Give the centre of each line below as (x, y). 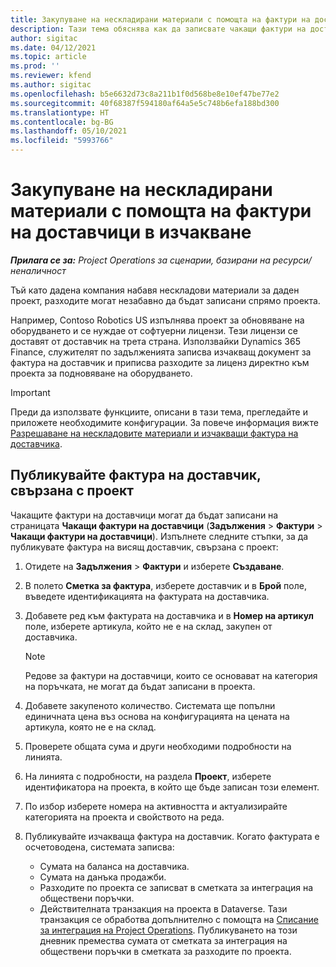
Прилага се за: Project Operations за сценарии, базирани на (140, 260)
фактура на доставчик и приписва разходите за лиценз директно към (160, 362)
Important (30, 392)
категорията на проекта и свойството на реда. (124, 817)
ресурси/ (292, 260)
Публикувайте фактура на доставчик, (136, 475)
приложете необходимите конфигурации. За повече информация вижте (164, 422)
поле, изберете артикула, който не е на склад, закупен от (148, 626)
